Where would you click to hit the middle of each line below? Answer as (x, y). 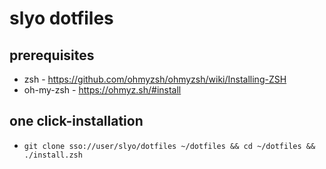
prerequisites (52, 55)
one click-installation (76, 121)
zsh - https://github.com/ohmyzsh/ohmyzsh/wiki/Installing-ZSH (155, 79)
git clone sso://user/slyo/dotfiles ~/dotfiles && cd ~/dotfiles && (169, 146)
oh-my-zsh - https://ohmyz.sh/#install (102, 90)
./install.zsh (53, 155)
